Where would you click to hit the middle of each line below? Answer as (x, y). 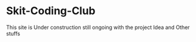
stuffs (13, 33)
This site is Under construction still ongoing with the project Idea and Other (98, 27)
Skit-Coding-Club (51, 11)
